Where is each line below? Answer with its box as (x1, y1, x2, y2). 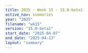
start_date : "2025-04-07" (5, 31, 60, 36)
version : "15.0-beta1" (5, 26, 53, 31)
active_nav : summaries (5, 12, 53, 17)
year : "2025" (5, 17, 33, 22)
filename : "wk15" (5, 21, 42, 27)
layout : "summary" (5, 40, 44, 45)
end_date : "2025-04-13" (5, 36, 56, 41)
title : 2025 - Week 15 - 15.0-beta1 (5, 7, 83, 13)
